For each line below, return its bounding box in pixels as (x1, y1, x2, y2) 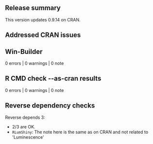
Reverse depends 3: (5, 114, 45, 120)
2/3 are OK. (12, 124, 35, 129)
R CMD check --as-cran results (5, 74, 102, 83)
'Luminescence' (12, 134, 45, 140)
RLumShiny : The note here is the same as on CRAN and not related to (12, 129, 149, 135)
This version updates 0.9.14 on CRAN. (5, 17, 81, 22)
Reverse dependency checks (5, 102, 95, 110)
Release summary (5, 4, 61, 12)
